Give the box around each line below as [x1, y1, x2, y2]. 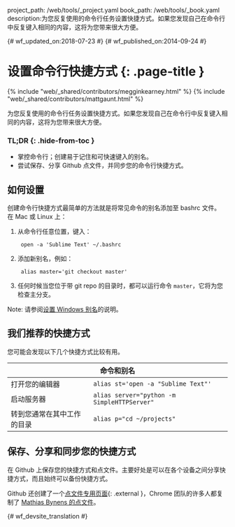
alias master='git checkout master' [20, 269, 128, 276]
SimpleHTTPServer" [93, 398, 155, 406]
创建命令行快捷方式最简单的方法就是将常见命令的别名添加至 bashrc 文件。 [7, 204, 221, 212]
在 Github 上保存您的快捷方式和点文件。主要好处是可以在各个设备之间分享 [7, 465, 220, 474]
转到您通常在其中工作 [10, 409, 82, 419]
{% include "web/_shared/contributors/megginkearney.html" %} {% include [7, 87, 225, 95]
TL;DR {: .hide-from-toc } [7, 136, 95, 146]
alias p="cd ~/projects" [93, 414, 176, 423]
